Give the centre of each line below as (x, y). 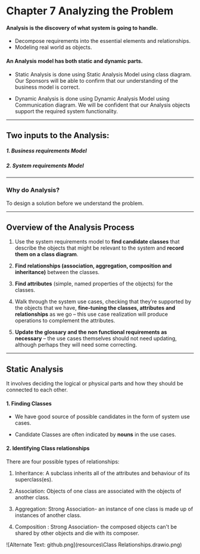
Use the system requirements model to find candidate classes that (97, 242)
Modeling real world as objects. (53, 47)
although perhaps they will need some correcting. (76, 345)
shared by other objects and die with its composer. (77, 533)
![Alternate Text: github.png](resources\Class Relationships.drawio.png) (94, 544)
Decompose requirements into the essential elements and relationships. (103, 41)
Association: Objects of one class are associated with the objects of (98, 491)
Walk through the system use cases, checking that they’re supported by (103, 301)
